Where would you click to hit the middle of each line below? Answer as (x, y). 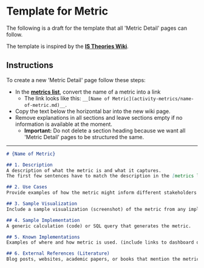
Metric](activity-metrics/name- (153, 98)
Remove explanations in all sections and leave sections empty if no (99, 117)
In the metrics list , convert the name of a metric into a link (88, 92)
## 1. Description (29, 165)
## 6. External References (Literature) (58, 253)
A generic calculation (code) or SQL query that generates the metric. (99, 226)
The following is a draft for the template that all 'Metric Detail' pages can (97, 28)
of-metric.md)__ (45, 105)
